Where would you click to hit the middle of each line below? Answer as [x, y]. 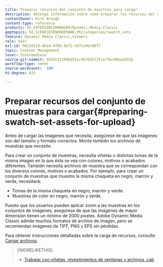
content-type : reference [30, 23]
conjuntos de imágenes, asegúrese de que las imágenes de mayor [71, 210]
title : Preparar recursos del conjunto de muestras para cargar [71, 10]
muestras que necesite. [29, 146]
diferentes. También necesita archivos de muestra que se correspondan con [81, 166]
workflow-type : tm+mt [27, 64]
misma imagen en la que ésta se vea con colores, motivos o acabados [75, 160]
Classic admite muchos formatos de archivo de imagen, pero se [69, 221]
